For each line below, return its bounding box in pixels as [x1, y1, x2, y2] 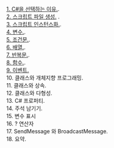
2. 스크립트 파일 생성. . [6, 13, 60, 20]
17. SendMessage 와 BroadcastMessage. [6, 128, 109, 135]
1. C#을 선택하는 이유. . [6, 6, 60, 12]
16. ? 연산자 [6, 120, 34, 127]
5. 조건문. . [6, 36, 30, 43]
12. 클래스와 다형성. [6, 89, 53, 97]
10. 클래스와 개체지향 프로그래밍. [6, 74, 84, 81]
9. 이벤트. [6, 67, 29, 73]
